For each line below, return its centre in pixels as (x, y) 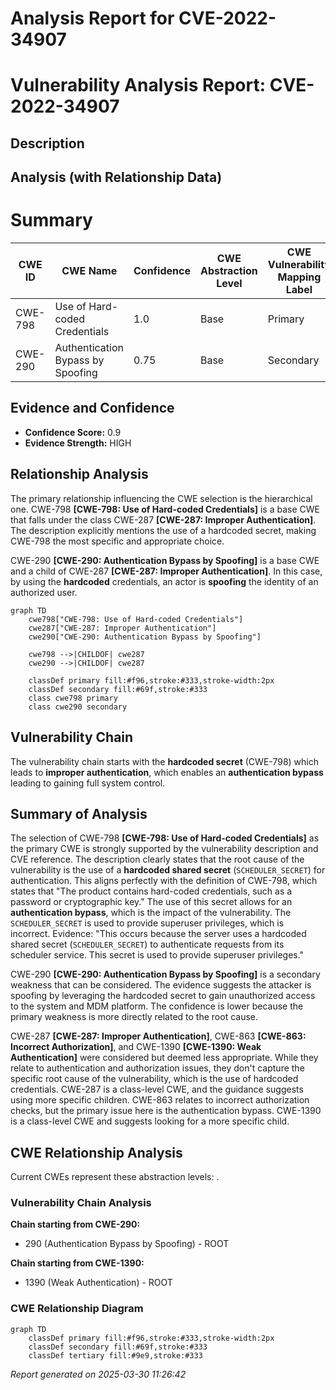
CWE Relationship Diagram (77, 1309)
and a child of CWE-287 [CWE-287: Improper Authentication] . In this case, (166, 571)
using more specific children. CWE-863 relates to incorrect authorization (160, 1100)
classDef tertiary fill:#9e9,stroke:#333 (115, 1355)
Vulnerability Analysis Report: (138, 85)
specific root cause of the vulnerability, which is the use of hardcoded (154, 1079)
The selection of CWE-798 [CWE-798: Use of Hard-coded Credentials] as (165, 838)
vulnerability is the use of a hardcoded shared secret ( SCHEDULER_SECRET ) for (168, 870)
